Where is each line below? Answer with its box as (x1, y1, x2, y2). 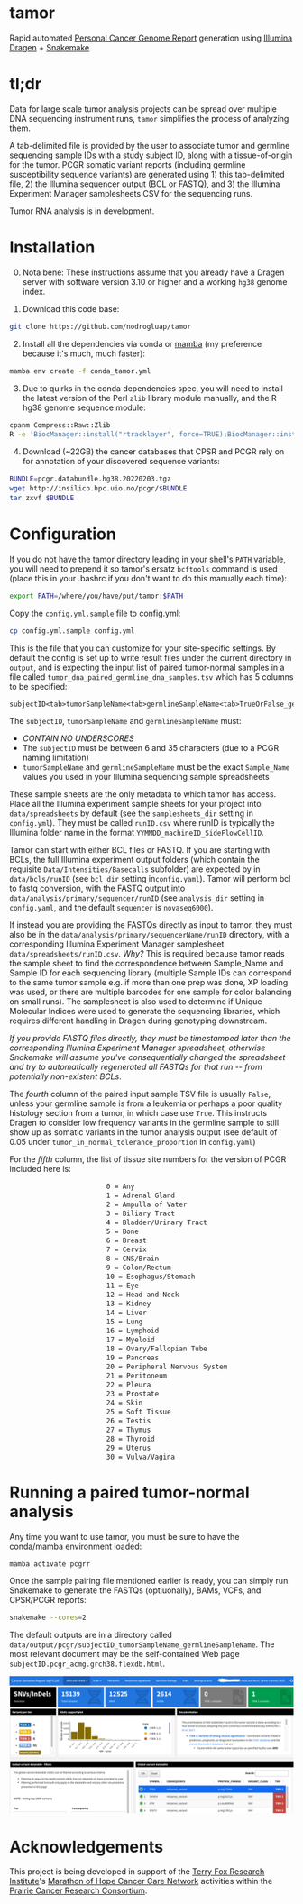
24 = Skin (106, 1398, 143, 1407)
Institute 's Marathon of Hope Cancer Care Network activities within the (9, 1876, 273, 1887)
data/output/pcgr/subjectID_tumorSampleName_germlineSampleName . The (9, 1639, 275, 1650)
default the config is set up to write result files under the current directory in (9, 652, 292, 663)
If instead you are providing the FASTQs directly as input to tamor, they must (9, 919, 293, 930)
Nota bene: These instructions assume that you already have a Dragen (22, 267, 285, 278)
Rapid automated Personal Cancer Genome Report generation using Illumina (9, 32, 293, 43)
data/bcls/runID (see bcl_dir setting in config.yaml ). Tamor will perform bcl (9, 873, 291, 883)
